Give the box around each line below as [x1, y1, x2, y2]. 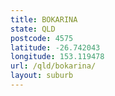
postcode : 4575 [10, 33, 74, 43]
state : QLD [10, 24, 56, 34]
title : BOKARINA [10, 14, 78, 25]
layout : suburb [10, 71, 74, 81]
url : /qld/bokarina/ [10, 61, 97, 71]
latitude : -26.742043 [10, 42, 101, 53]
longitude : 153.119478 [10, 52, 105, 62]
